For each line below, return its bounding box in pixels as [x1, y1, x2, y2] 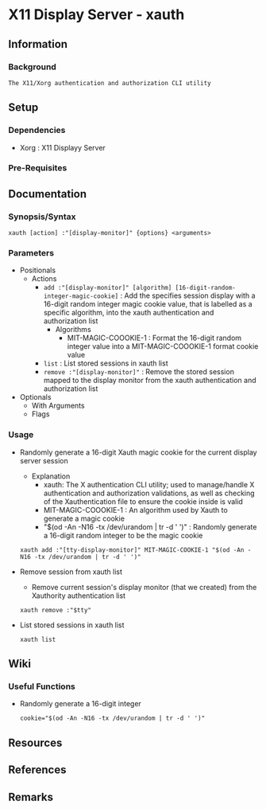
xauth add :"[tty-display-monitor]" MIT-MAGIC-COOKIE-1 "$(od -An [19, 545, 245, 554]
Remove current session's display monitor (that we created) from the [31, 582, 257, 592]
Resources [8, 736, 63, 749]
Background [8, 61, 57, 72]
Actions [31, 274, 57, 283]
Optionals [19, 393, 52, 402]
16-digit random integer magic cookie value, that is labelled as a [43, 299, 253, 309]
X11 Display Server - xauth [8, 6, 185, 24]
